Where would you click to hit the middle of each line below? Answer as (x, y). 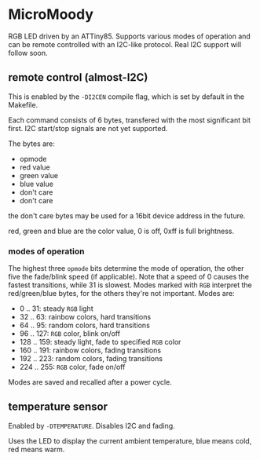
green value (39, 175)
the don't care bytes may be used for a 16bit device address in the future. (127, 215)
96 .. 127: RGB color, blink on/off (70, 334)
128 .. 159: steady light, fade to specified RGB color (100, 342)
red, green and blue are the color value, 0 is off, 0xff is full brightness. (121, 231)
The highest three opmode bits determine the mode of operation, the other (126, 268)
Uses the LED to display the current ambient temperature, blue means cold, (130, 440)
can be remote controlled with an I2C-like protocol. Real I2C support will (125, 44)
